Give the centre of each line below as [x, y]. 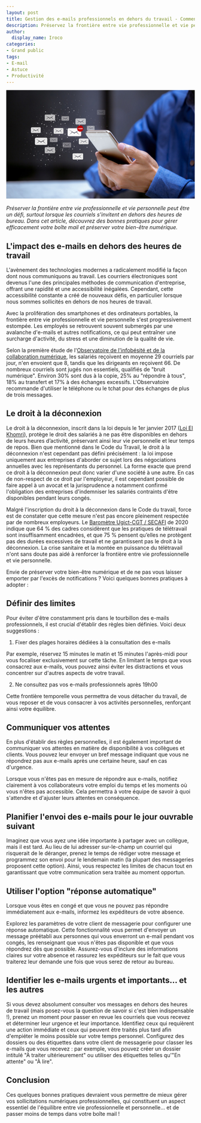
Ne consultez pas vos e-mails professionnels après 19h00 [86, 684]
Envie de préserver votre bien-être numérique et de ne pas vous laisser [94, 572]
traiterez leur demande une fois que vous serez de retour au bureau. [90, 962]
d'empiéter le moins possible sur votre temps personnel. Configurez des [95, 1036]
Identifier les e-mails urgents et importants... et [97, 980]
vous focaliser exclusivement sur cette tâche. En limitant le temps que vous [99, 660]
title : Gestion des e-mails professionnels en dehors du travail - [92, 19]
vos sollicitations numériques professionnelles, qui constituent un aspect [96, 1101]
